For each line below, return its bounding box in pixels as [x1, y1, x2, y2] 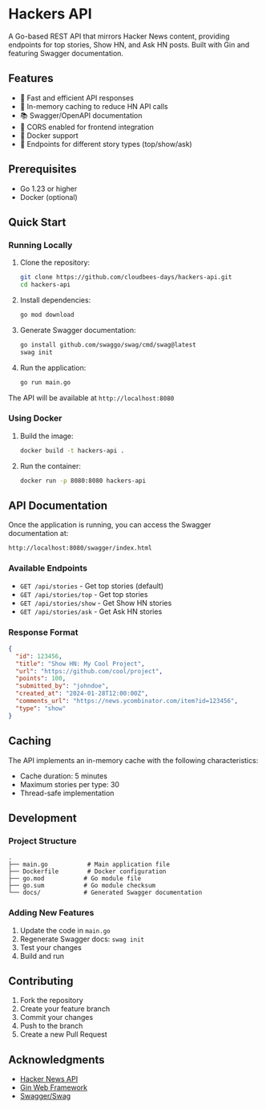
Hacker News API [19, 1074, 79, 1084]
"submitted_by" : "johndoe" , [15, 682, 110, 690]
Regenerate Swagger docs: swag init [19, 934, 145, 944]
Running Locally [8, 239, 73, 250]
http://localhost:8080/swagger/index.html [8, 544, 152, 552]
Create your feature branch [19, 1004, 111, 1014]
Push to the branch [19, 1021, 83, 1031]
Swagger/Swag [19, 1091, 71, 1101]
